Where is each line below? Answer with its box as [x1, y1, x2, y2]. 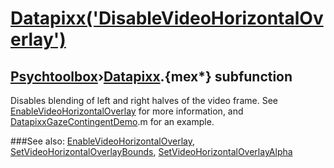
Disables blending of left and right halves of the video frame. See [10, 95, 278, 106]
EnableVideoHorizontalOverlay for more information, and [10, 105, 244, 117]
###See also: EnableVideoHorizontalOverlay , [10, 135, 195, 147]
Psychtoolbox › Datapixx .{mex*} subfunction [10, 68, 293, 85]
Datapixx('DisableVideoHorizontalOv [10, 7, 324, 30]
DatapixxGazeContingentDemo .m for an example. [10, 116, 215, 127]
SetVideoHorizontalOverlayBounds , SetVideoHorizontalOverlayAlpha [10, 146, 293, 157]
